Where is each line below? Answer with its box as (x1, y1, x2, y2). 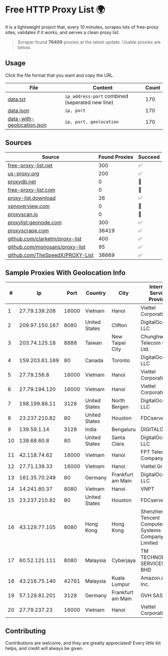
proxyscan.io (7, 211, 38, 218)
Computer (140, 521, 164, 528)
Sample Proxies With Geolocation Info (5, 268, 126, 277)
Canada (84, 357, 103, 364)
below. (17, 44, 31, 50)
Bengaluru (111, 426, 136, 433)
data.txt (7, 96, 26, 103)
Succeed (138, 153, 160, 160)
